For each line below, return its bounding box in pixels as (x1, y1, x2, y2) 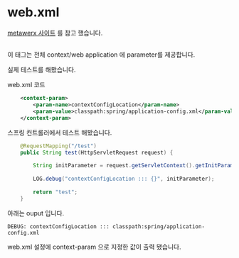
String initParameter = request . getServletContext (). (33, 162, 196, 169)
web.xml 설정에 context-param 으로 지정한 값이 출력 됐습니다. (7, 242, 181, 251)
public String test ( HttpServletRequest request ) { (20, 149, 174, 156)
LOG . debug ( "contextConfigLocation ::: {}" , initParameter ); (33, 175, 215, 183)
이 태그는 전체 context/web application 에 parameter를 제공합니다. (7, 50, 196, 59)
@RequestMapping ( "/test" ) (20, 142, 97, 150)
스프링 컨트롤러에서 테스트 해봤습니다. (7, 128, 112, 137)
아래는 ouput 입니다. (7, 208, 65, 217)
